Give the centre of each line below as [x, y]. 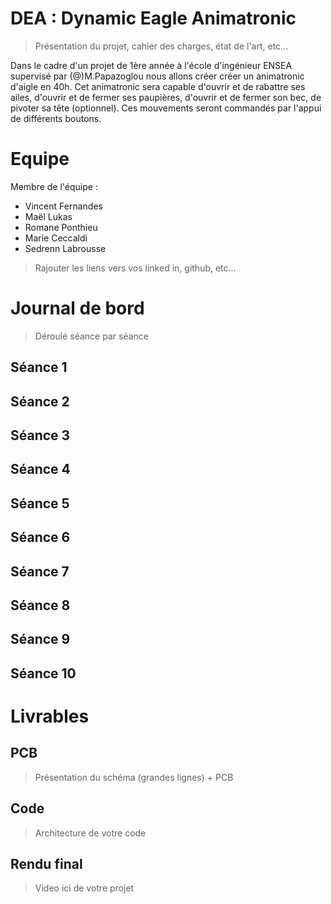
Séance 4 [40, 469]
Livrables [50, 716]
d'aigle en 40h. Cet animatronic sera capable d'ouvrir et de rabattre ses [158, 86]
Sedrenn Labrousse [65, 248]
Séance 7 [40, 571]
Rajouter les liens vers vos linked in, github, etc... [135, 268]
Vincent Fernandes [63, 206]
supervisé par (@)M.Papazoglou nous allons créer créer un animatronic [157, 76]
